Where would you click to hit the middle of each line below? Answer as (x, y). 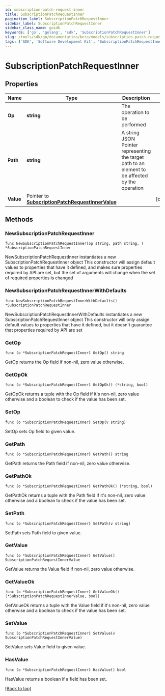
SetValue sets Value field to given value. (45, 647)
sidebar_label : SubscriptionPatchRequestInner (54, 23)
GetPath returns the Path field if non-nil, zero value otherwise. (68, 463)
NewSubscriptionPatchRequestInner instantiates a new (61, 257)
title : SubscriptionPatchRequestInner (45, 14)
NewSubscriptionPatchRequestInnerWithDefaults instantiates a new (74, 314)
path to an (133, 163)
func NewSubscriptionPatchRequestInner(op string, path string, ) (74, 244)
